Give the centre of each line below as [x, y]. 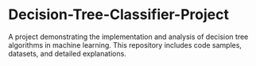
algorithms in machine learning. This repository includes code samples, [125, 45]
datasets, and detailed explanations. [68, 53]
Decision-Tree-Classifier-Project [118, 15]
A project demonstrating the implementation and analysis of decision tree [128, 37]
